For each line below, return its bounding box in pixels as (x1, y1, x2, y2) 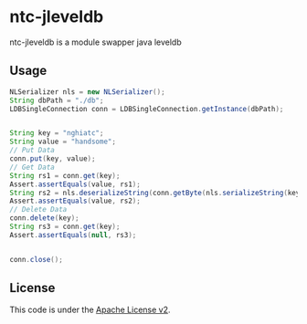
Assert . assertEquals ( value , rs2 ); (9, 196, 142, 206)
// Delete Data (9, 205, 68, 214)
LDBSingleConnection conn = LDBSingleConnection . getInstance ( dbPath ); (9, 104, 284, 113)
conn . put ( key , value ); (9, 154, 96, 163)
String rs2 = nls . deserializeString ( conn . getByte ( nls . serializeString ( (9, 188, 288, 197)
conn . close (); (9, 255, 64, 264)
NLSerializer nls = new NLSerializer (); (9, 87, 166, 97)
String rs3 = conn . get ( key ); (9, 222, 121, 231)
